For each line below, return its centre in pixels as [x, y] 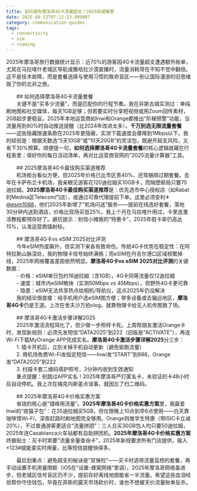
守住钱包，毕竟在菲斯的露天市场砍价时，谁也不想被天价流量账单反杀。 [106, 482]
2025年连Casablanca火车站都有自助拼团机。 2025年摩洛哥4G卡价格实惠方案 [98, 433]
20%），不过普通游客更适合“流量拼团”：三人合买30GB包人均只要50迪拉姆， [97, 425]
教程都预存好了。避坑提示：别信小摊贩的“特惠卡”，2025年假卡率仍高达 [97, 219]
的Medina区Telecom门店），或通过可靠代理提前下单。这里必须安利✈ [88, 197]
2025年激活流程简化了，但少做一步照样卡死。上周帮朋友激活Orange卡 [101, 325]
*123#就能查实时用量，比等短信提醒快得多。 [60, 447]
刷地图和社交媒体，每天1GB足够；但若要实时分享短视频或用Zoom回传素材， [97, 111]
